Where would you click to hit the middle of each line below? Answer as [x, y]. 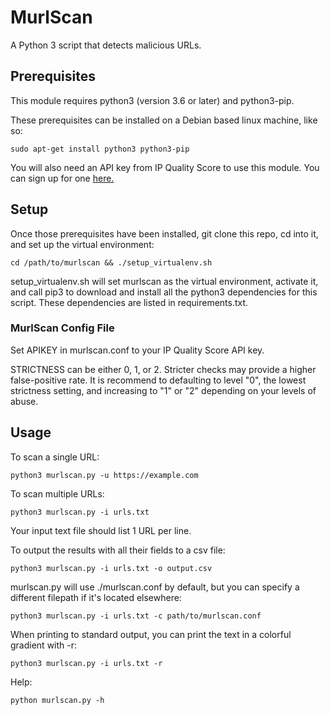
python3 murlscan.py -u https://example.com [104, 475]
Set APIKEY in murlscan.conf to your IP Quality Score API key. [137, 350]
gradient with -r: [44, 645]
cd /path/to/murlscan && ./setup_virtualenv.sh [111, 262]
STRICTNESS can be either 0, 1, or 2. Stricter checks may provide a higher [163, 369]
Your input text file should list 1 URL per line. [101, 530]
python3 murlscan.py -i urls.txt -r [86, 663]
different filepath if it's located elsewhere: [96, 597]
